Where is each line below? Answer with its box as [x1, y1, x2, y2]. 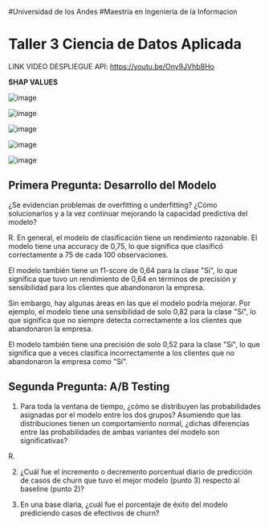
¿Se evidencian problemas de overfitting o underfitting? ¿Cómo [8, 200, 218, 209]
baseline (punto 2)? [19, 483, 84, 494]
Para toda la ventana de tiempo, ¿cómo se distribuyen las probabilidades [19, 401, 261, 411]
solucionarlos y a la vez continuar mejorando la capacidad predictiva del [8, 209, 248, 218]
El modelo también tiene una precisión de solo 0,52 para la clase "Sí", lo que [8, 339, 261, 349]
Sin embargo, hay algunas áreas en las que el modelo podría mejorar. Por [8, 298, 251, 308]
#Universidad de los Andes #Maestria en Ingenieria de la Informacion [8, 7, 238, 16]
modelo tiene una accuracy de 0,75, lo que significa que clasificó [8, 241, 223, 251]
